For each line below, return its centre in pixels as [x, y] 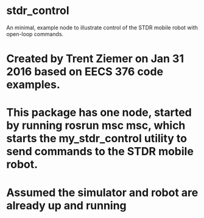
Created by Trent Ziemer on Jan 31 [95, 59]
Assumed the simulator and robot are [102, 192]
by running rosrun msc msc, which [96, 125]
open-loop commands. [35, 34]
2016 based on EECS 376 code [85, 72]
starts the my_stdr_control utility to [97, 139]
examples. [33, 85]
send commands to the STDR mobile [100, 152]
